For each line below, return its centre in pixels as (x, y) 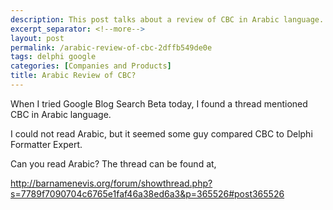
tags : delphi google (53, 57)
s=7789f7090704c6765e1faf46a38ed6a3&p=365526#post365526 (147, 193)
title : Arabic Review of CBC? (73, 76)
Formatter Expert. (46, 144)
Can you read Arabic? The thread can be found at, (113, 163)
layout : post (37, 38)
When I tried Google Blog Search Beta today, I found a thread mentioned (159, 103)
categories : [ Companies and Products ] (91, 66)
